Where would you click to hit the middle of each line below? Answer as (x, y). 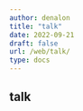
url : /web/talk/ (40, 52)
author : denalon (40, 18)
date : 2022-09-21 (42, 35)
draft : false (34, 43)
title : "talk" (36, 26)
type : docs (30, 60)
